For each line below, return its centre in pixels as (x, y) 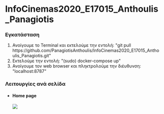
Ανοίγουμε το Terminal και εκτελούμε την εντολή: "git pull (72, 46)
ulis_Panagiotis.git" (32, 56)
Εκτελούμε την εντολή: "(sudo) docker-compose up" (66, 61)
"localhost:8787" (29, 71)
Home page (24, 96)
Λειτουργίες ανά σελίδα (35, 84)
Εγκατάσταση (22, 35)
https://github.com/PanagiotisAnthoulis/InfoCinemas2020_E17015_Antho (86, 50)
